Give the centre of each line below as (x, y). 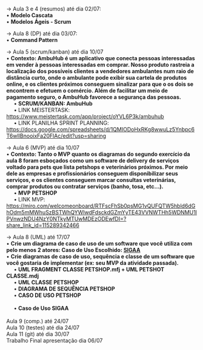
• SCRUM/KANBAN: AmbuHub (53, 103)
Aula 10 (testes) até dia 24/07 (43, 327)
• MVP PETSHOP (35, 193)
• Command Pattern (32, 40)
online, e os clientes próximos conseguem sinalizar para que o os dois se (100, 84)
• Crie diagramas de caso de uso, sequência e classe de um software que (101, 256)
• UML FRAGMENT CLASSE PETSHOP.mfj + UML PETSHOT (89, 269)
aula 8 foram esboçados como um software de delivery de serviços (93, 160)
